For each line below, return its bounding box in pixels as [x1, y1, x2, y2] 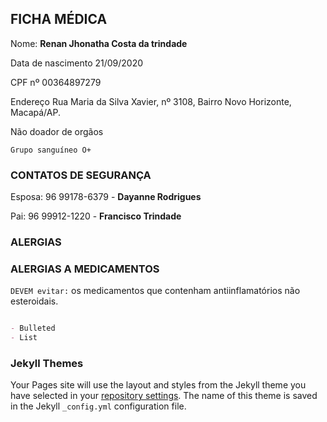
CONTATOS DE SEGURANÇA [10, 168, 152, 182]
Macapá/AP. [10, 106, 61, 118]
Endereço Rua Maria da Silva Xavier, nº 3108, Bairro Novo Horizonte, [10, 95, 292, 107]
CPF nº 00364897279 [10, 76, 102, 88]
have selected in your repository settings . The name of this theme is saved [10, 390, 318, 402]
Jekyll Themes [10, 357, 84, 370]
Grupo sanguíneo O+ [10, 145, 92, 155]
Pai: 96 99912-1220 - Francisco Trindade [10, 210, 182, 222]
